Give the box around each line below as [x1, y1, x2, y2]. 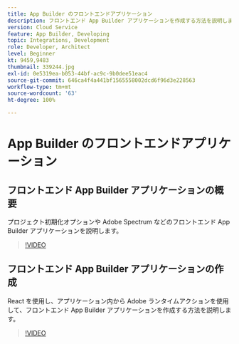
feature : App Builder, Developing [7, 30, 110, 38]
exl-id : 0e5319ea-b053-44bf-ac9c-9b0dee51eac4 [7, 70, 148, 77]
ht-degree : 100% [7, 97, 55, 104]
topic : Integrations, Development [7, 37, 110, 44]
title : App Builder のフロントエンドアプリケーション [7, 10, 153, 18]
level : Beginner [7, 51, 55, 58]
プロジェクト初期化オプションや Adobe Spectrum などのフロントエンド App [7, 218, 230, 226]
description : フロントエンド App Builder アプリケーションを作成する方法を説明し [7, 17, 228, 24]
